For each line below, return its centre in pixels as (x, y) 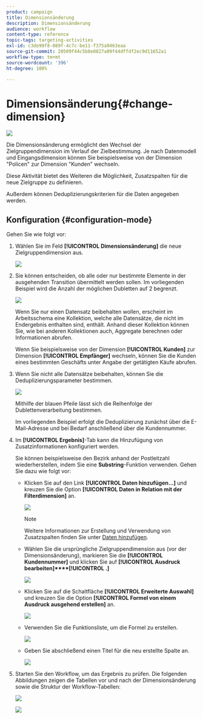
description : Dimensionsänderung (48, 23)
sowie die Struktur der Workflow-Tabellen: (68, 687)
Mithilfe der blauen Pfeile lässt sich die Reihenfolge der (84, 404)
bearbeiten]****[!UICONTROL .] (67, 568)
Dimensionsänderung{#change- (90, 104)
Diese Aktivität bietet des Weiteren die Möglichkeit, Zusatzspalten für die (97, 176)
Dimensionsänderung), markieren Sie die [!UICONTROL (94, 556)
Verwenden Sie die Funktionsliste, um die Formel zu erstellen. (101, 628)
